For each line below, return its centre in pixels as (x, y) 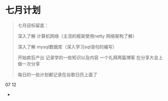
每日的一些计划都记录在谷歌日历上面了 (57, 74)
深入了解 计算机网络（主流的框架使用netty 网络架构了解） (77, 36)
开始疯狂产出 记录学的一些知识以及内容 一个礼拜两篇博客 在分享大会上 (90, 57)
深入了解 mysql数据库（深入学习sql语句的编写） (67, 46)
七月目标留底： (33, 25)
